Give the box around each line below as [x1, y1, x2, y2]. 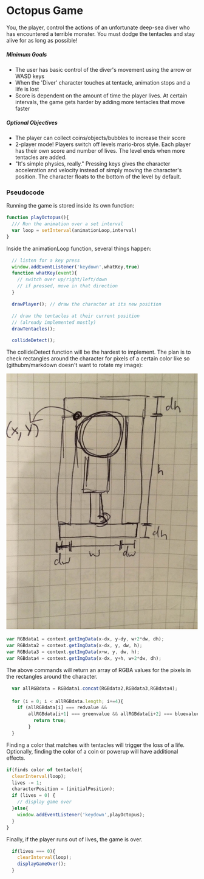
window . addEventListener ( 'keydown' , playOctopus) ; [17, 811, 146, 818]
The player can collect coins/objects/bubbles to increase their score [15, 134, 186, 141]
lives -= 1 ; [12, 780, 42, 786]
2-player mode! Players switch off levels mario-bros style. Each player [15, 141, 191, 148]
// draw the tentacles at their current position [12, 313, 140, 319]
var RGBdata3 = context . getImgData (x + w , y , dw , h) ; [6, 649, 140, 655]
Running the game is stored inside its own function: [6, 202, 135, 209]
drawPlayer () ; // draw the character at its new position [12, 301, 162, 307]
